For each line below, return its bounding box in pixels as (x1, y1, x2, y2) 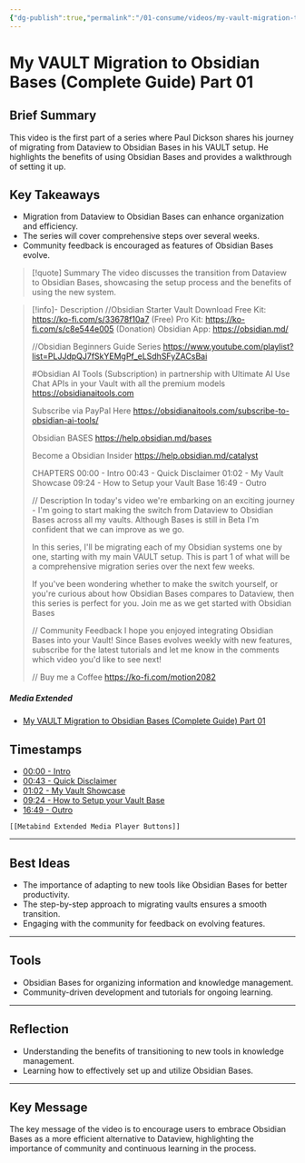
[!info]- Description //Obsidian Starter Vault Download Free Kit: (31, 304, 267, 315)
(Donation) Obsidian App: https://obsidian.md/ (115, 323, 289, 334)
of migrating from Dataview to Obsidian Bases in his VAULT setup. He (9, 142, 270, 153)
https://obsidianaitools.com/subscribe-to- (133, 405, 290, 416)
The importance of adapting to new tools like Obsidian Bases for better (22, 880, 288, 890)
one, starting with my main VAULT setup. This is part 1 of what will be (31, 552, 290, 562)
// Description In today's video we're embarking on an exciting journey (31, 495, 295, 506)
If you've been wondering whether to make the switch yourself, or (31, 579, 279, 590)
